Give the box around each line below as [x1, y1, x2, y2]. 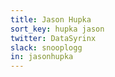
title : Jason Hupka [10, 14, 92, 25]
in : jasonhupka [10, 52, 74, 62]
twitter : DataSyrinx [10, 33, 97, 43]
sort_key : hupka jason [10, 24, 105, 34]
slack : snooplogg [10, 42, 83, 53]
